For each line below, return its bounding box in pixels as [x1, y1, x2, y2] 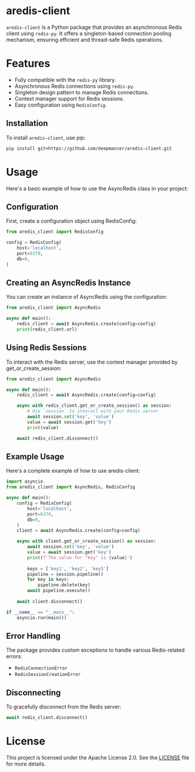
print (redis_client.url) [16, 326, 78, 332]
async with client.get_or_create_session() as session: [16, 538, 157, 545]
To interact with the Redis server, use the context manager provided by [6, 358, 178, 365]
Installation [6, 118, 48, 128]
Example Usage [6, 451, 65, 461]
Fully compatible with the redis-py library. [14, 76, 116, 83]
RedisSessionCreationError [14, 672, 81, 678]
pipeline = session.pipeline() [27, 571, 104, 577]
